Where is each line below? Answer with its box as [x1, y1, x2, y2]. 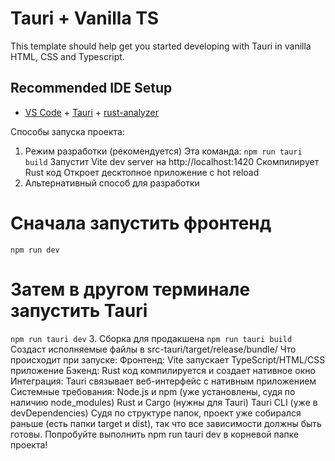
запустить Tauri [10, 299, 148, 322]
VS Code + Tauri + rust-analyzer [24, 106, 159, 118]
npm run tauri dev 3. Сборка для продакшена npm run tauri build [10, 332, 293, 344]
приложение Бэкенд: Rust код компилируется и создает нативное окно [10, 364, 316, 376]
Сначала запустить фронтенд [10, 212, 272, 234]
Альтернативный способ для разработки [24, 177, 200, 189]
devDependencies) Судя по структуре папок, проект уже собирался [10, 407, 302, 419]
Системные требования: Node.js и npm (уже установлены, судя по [10, 385, 296, 397]
